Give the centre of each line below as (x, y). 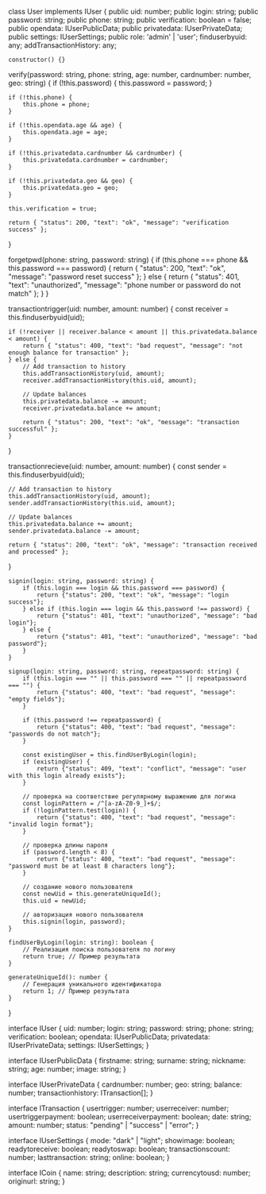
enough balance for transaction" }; (69, 353)
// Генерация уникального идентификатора (92, 984)
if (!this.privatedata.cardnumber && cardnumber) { (95, 153)
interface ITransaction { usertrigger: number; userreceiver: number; (119, 1108)
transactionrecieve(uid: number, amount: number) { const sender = (118, 466)
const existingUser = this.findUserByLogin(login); (110, 755)
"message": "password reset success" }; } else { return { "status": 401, (124, 276)
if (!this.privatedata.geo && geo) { (71, 181)
